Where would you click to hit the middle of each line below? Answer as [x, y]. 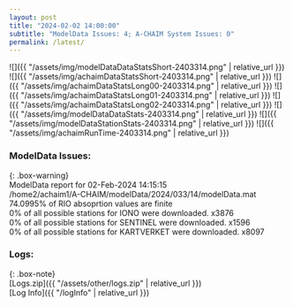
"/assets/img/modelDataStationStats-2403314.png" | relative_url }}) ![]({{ [142, 124]
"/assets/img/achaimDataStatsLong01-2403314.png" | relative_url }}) [146, 96]
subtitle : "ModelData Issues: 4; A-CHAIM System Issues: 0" [122, 34]
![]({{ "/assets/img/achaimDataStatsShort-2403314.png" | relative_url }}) [140, 77]
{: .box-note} [32, 273]
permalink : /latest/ [47, 42]
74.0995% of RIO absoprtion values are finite [91, 203]
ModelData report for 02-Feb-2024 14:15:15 [88, 184]
